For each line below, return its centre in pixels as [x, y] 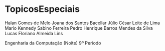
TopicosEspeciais [42, 9]
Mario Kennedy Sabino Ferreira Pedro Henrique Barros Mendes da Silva [79, 28]
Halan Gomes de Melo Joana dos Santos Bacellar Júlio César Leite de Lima [82, 23]
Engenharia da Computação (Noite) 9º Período [53, 43]
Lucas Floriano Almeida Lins [34, 33]
